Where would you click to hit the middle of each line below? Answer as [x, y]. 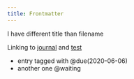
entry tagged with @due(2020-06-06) [72, 61]
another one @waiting [49, 68]
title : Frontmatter [36, 14]
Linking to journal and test [45, 47]
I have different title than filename [55, 34]
